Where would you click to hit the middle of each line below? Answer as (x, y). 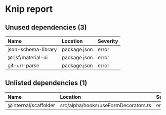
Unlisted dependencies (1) (46, 83)
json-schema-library (32, 49)
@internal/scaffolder (31, 105)
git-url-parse (23, 65)
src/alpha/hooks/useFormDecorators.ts (106, 105)
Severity (108, 41)
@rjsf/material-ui (28, 57)
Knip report (29, 9)
